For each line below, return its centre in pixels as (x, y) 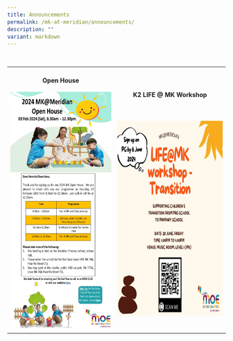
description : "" (31, 29)
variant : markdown (34, 37)
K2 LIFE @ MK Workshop (170, 94)
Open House (61, 80)
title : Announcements (38, 15)
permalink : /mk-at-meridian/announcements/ (71, 22)
